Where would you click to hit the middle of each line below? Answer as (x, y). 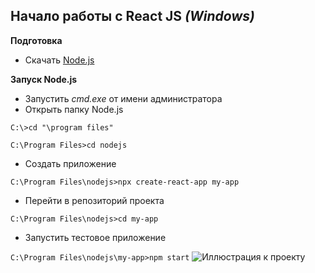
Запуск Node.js (44, 79)
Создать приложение (70, 163)
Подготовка (36, 40)
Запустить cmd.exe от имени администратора (123, 98)
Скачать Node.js (59, 60)
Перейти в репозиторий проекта (94, 200)
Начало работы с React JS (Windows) (132, 16)
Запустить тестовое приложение (95, 237)
